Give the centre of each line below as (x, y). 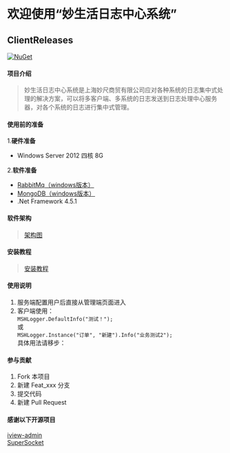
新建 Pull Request (42, 403)
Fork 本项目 (33, 376)
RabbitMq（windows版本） (55, 185)
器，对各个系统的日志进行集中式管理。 (78, 107)
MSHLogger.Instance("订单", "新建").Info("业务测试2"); (95, 336)
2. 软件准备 (22, 171)
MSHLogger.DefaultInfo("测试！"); (65, 319)
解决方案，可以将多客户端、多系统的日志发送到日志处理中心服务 (127, 99)
